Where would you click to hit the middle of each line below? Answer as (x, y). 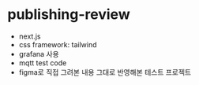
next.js (30, 36)
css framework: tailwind (58, 44)
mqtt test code (43, 63)
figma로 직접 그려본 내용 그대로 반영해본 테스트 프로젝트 (105, 72)
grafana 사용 (39, 54)
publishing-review (69, 15)
